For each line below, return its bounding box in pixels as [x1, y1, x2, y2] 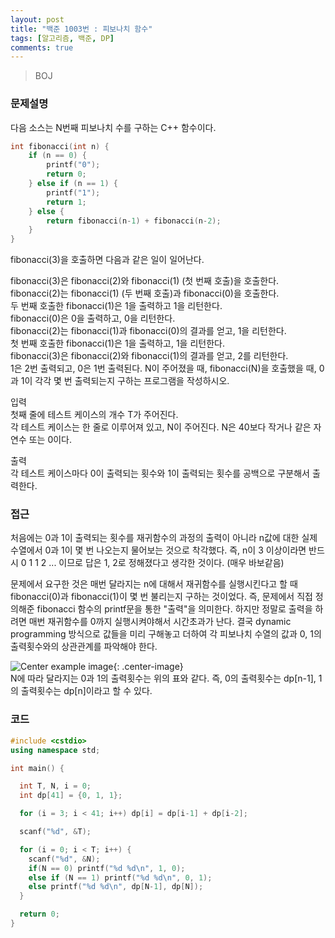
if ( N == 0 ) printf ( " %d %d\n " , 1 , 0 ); [28, 863, 186, 873]
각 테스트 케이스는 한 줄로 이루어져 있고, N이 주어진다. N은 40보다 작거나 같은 [10, 421, 312, 433]
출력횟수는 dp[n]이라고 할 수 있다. [20, 685, 153, 697]
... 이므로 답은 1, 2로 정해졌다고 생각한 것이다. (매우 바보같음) [48, 557, 285, 569]
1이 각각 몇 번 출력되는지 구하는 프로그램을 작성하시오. [20, 375, 230, 387]
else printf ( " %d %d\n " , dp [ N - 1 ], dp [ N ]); [28, 882, 204, 892]
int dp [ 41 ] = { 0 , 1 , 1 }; [19, 791, 123, 801]
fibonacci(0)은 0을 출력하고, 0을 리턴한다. [10, 312, 176, 325]
